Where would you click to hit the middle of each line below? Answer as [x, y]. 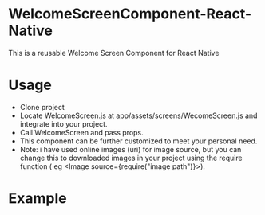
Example [38, 199]
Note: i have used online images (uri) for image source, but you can [131, 149]
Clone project [42, 107]
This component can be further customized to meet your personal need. [138, 141]
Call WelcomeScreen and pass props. [81, 132]
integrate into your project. [63, 123]
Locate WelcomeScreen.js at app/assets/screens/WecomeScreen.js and [138, 115]
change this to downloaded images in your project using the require [131, 158]
